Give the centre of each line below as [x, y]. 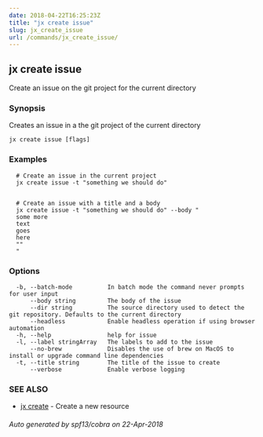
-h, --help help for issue [86, 335]
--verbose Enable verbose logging [107, 370]
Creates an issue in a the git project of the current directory [105, 126]
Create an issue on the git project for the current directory [103, 88]
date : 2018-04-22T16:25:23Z [55, 15]
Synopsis [27, 108]
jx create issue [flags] [49, 140]
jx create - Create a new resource [75, 406]
